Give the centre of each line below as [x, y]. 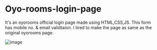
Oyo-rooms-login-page [53, 9]
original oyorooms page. [29, 33]
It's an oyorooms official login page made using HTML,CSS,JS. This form [78, 22]
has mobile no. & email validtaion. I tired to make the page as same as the [78, 27]
